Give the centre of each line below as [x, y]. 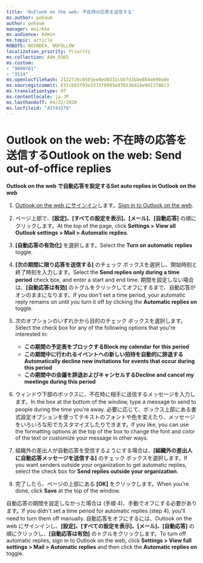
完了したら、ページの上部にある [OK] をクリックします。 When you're [102, 484]
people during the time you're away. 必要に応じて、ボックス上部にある [103, 409]
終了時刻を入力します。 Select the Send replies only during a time [97, 272]
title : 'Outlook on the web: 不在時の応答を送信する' [71, 12]
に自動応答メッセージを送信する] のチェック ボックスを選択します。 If [101, 458]
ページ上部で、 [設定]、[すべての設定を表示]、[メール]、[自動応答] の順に [106, 218]
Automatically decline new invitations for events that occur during [109, 361]
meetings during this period [60, 382]
